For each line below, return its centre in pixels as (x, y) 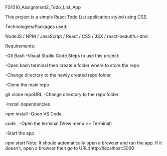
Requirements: (20, 46)
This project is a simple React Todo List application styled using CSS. (76, 17)
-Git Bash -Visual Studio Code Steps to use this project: (62, 55)
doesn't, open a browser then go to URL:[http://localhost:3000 (70, 148)
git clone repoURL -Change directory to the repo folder (62, 94)
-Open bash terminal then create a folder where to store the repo (72, 65)
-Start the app (20, 133)
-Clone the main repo (27, 85)
